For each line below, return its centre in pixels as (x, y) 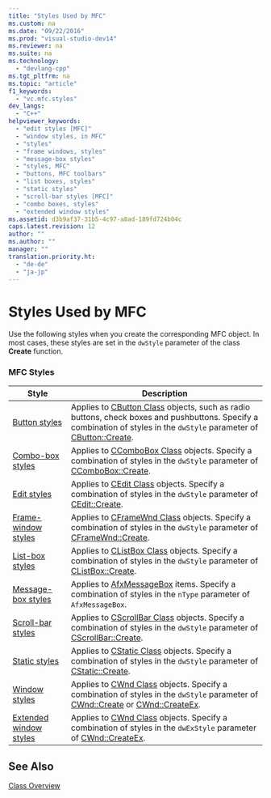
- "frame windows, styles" (61, 151)
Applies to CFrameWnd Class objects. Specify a (161, 517)
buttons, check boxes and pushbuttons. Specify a (165, 417)
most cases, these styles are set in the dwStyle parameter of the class (124, 343)
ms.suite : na (30, 53)
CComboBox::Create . (110, 470)
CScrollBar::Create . (107, 638)
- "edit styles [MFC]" (54, 129)
